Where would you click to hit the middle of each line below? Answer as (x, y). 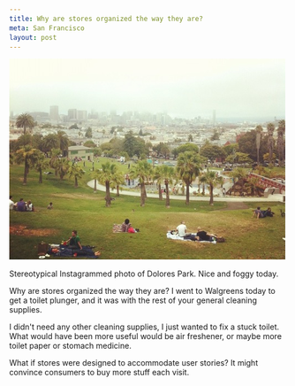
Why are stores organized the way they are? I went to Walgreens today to (142, 291)
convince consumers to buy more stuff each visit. (99, 373)
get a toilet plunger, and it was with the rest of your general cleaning (133, 300)
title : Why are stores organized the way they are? (106, 19)
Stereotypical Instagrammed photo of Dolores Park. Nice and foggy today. (144, 274)
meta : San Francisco (47, 28)
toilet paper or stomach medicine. (71, 346)
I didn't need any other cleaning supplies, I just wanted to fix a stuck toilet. (144, 327)
